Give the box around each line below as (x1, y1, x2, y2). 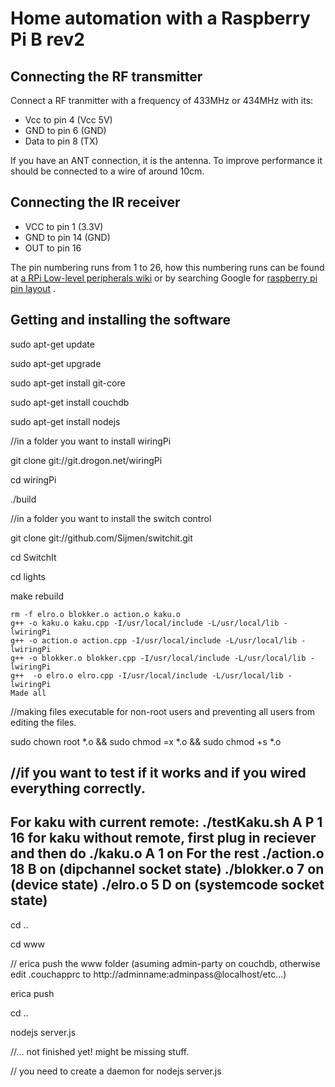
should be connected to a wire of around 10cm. (10, 165, 205, 177)
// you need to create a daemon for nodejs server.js (10, 1065, 222, 1077)
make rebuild (10, 590, 64, 602)
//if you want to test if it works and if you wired (10, 765, 307, 782)
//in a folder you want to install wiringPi (10, 435, 172, 447)
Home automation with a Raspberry (10, 7, 311, 30)
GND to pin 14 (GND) (24, 231, 111, 243)
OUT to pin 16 (24, 242, 82, 254)
